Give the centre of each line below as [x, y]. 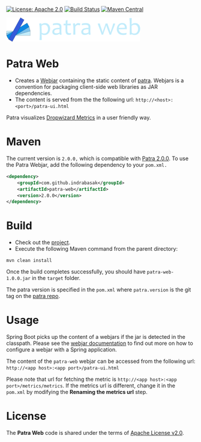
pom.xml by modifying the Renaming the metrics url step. [77, 392]
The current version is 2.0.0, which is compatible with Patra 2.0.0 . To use [97, 158]
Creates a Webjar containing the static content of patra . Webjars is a [99, 80]
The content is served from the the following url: [74, 100]
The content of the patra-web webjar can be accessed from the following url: [101, 361]
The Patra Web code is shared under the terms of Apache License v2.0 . [95, 433]
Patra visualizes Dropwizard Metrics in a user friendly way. [79, 118]
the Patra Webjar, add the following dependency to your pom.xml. [87, 164]
